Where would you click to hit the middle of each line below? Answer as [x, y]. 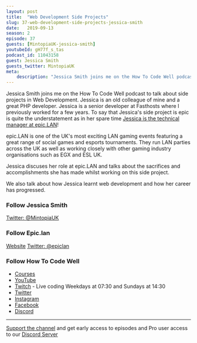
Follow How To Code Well [43, 261]
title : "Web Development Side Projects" [57, 17]
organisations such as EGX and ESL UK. [54, 155]
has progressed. [26, 190]
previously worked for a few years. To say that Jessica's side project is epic [98, 113]
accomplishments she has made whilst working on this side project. [88, 172]
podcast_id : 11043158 [33, 55]
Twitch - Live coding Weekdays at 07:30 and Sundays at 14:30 [90, 286]
